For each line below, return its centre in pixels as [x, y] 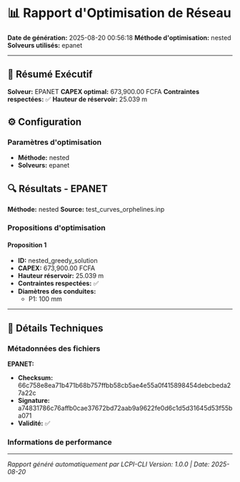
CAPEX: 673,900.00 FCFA [56, 268]
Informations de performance [60, 442]
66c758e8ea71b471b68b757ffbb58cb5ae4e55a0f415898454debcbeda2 [124, 386]
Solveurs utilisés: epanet [45, 45]
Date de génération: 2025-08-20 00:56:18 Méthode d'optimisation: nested [119, 37]
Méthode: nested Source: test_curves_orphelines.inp [86, 210]
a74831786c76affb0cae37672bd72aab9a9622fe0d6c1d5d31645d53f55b [125, 408]
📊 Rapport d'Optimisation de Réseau [119, 13]
